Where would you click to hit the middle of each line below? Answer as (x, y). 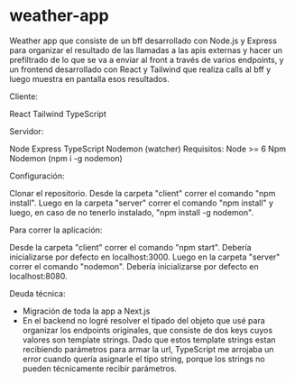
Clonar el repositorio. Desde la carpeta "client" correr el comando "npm (143, 193)
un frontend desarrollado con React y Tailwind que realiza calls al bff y (140, 69)
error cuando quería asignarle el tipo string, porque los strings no (143, 359)
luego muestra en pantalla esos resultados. (89, 78)
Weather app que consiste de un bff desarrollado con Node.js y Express (143, 41)
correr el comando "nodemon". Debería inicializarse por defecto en (134, 266)
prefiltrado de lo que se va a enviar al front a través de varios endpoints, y (147, 59)
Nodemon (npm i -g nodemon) (66, 158)
